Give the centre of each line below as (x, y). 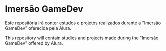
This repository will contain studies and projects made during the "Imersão (82, 38)
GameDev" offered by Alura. (34, 43)
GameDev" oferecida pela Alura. (38, 28)
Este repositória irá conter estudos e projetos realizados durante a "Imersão (83, 23)
